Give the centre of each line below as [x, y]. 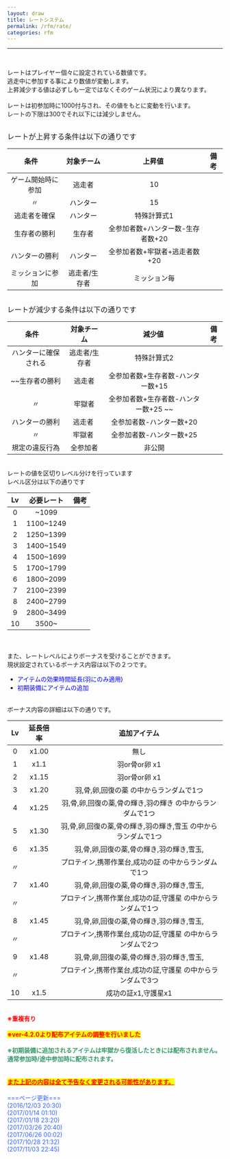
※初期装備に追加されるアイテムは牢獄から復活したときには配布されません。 [114, 1050]
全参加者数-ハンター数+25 [154, 435]
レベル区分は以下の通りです [46, 482]
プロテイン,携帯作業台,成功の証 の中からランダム [139, 862]
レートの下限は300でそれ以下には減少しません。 [76, 114]
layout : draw [26, 13]
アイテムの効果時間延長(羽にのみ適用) [70, 680]
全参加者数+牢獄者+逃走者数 [154, 252]
